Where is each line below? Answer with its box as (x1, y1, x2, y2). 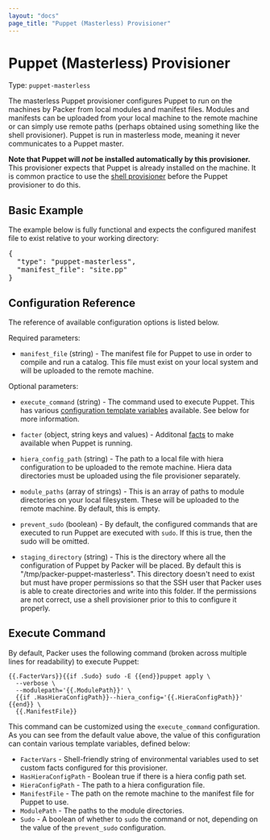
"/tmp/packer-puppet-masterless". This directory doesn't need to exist (19, 569, 255, 579)
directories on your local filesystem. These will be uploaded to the (19, 495, 239, 505)
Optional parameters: (8, 382, 79, 391)
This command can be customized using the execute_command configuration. (8, 722, 260, 731)
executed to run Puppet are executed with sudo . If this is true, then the (19, 528, 252, 538)
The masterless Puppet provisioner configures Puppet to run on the (8, 96, 232, 106)
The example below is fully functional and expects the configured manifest (8, 225, 256, 234)
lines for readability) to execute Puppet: (8, 656, 139, 666)
